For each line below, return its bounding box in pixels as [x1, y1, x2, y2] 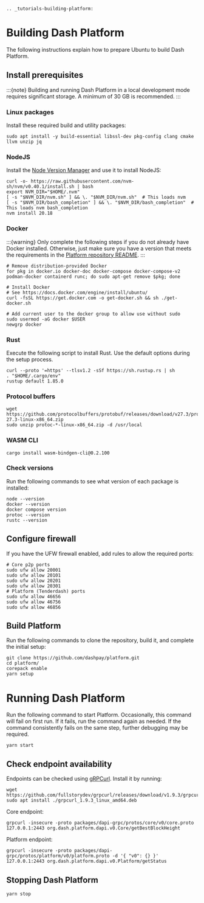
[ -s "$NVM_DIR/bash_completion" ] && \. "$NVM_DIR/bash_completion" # [6, 199, 194, 206]
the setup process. [6, 356, 53, 363]
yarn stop [6, 891, 32, 897]
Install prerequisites [6, 70, 84, 80]
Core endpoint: [6, 808, 44, 815]
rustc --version [6, 517, 47, 523]
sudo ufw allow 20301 [6, 583, 61, 589]
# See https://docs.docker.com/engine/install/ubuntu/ [6, 289, 148, 296]
